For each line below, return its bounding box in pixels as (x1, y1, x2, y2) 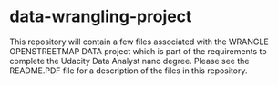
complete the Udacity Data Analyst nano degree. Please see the (9, 55, 250, 66)
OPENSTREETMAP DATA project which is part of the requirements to (9, 45, 267, 56)
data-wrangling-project (9, 6, 192, 27)
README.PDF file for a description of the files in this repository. (9, 65, 248, 76)
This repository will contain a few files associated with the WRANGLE (9, 36, 269, 47)
